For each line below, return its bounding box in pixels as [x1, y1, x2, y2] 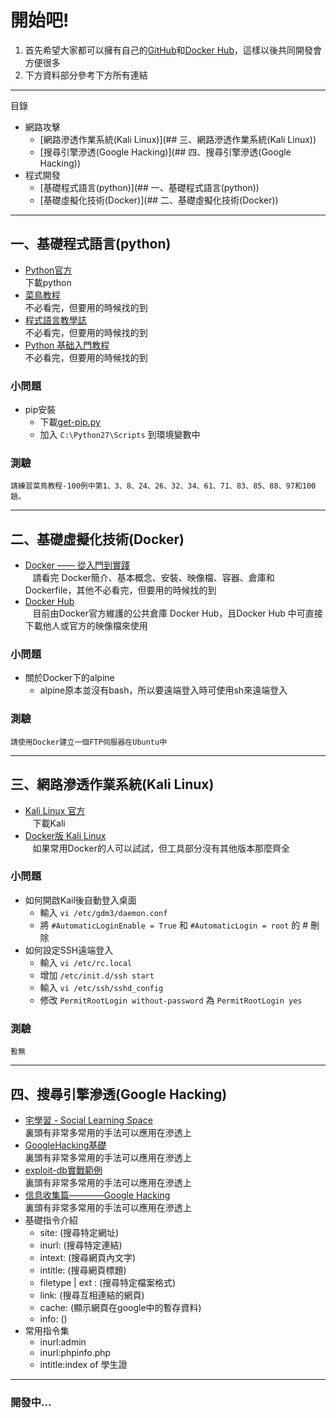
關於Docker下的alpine [24, 672, 115, 684]
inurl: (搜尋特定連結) [39, 1239, 123, 1251]
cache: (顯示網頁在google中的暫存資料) [39, 1301, 202, 1313]
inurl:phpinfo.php [39, 1346, 112, 1358]
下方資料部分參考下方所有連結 [24, 69, 148, 81]
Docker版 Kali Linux [24, 829, 107, 841]
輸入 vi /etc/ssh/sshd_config [39, 981, 164, 993]
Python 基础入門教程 [24, 339, 110, 351]
